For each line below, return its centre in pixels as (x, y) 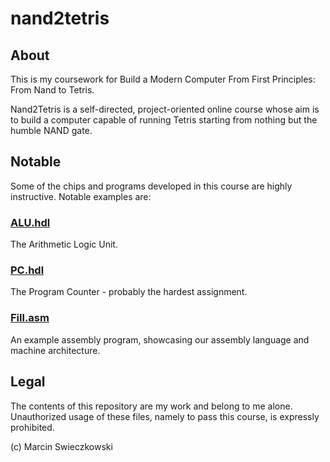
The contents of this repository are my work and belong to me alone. (151, 406)
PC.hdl (27, 270)
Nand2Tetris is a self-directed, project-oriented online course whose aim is (165, 109)
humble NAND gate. (51, 130)
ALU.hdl (30, 222)
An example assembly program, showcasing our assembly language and (160, 339)
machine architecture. (55, 350)
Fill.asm (30, 318)
